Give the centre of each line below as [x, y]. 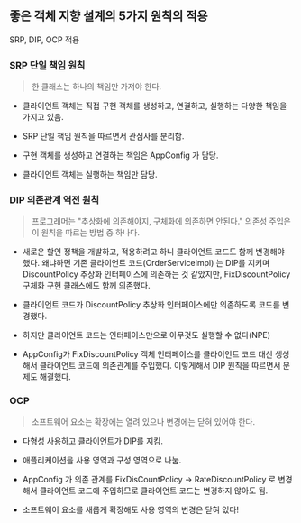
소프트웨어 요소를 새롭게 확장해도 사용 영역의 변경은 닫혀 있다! [131, 509]
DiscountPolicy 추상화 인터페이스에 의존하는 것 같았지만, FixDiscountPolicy [156, 274]
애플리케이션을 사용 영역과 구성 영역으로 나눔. [102, 460]
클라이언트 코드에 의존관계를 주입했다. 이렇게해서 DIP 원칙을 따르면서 [160, 366]
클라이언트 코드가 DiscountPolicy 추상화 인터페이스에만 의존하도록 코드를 [151, 305]
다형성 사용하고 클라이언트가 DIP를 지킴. [93, 441]
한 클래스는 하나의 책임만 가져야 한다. [96, 87]
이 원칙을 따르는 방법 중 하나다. [85, 233]
